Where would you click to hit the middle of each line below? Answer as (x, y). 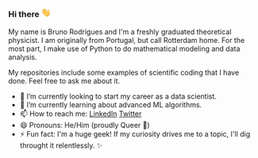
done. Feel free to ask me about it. (64, 81)
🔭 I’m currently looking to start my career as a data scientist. (118, 96)
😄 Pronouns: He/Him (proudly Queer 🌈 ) (85, 125)
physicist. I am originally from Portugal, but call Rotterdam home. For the (127, 40)
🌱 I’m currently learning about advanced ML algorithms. (111, 104)
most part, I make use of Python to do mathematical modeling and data (124, 48)
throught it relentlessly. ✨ (61, 145)
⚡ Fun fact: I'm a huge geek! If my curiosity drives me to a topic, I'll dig (135, 133)
